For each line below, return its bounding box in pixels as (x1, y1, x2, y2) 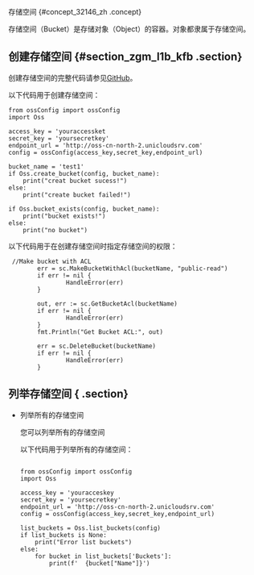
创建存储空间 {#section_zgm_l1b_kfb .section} (8, 50, 243, 64)
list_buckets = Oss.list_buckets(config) (19, 523, 161, 532)
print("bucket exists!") (23, 212, 106, 220)
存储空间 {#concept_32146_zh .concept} (8, 7, 142, 16)
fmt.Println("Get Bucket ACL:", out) (37, 327, 163, 336)
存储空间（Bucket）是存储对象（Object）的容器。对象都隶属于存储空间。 (8, 24, 251, 34)
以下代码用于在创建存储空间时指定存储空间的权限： (8, 241, 178, 251)
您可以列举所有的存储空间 (19, 427, 105, 437)
